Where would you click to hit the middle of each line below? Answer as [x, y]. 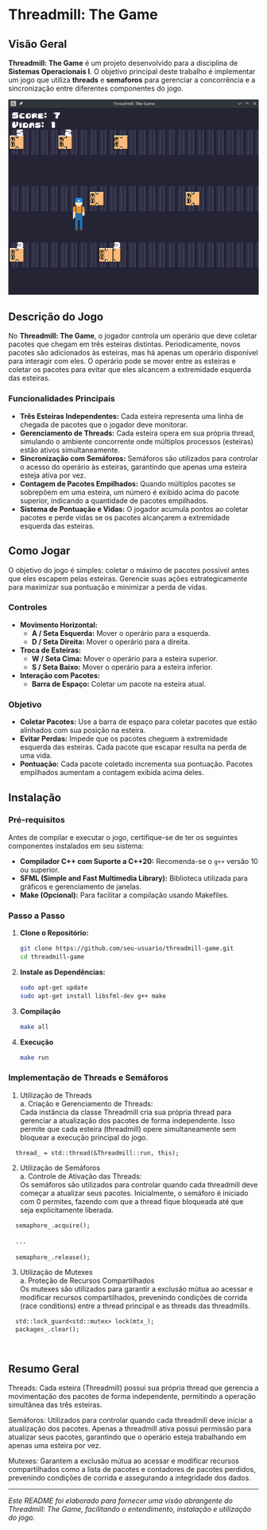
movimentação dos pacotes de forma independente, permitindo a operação [132, 1396]
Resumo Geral [44, 1369]
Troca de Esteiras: [50, 650]
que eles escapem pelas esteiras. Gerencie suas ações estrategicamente [128, 579]
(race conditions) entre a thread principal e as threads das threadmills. [135, 1306]
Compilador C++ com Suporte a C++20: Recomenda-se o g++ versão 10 [139, 861]
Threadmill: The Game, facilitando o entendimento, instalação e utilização [130, 1509]
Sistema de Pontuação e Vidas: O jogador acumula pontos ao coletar [134, 509]
